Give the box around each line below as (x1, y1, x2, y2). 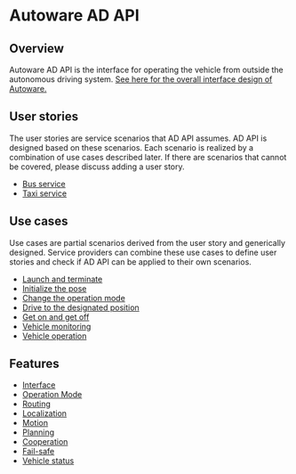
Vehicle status (21, 455, 75, 466)
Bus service (21, 178, 67, 189)
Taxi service (21, 188, 68, 199)
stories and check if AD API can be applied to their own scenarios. (9, 256, 252, 267)
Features (9, 356, 60, 372)
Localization (21, 408, 68, 419)
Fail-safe (21, 446, 55, 457)
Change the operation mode (21, 292, 126, 303)
